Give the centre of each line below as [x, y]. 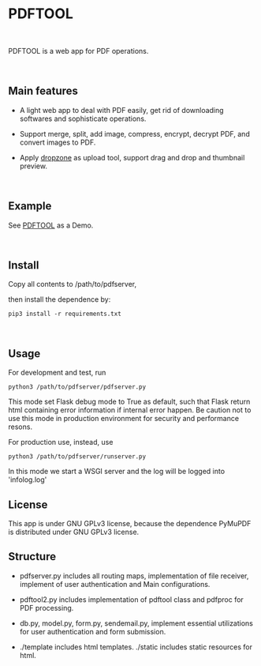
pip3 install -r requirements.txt [65, 314]
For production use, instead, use [61, 442]
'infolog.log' [28, 480]
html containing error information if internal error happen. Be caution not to [130, 410]
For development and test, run [57, 373]
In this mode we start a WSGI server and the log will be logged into [117, 472]
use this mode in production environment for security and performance [123, 419]
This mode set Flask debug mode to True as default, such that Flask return [129, 402]
